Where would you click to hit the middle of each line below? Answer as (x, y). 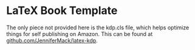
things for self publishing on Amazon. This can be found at (80, 34)
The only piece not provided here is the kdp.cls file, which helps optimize (98, 27)
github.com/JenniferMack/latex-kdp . (52, 40)
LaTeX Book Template (62, 11)
